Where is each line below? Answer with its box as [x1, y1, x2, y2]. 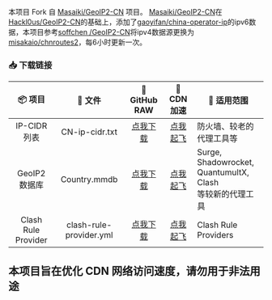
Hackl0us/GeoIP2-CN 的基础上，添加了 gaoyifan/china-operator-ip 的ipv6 [8, 17, 249, 27]
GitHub [130, 95, 158, 106]
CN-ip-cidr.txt [61, 126, 117, 137]
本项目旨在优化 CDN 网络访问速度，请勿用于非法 [8, 264, 250, 277]
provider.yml [65, 230, 113, 241]
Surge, [197, 146, 223, 158]
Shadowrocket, [197, 157, 255, 168]
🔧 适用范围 [207, 95, 249, 107]
